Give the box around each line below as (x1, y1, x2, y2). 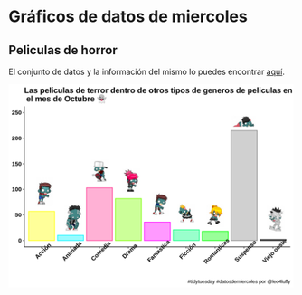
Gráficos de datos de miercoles (8, 6, 248, 27)
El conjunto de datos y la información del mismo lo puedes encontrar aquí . (8, 66, 286, 77)
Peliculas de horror (8, 43, 118, 58)
